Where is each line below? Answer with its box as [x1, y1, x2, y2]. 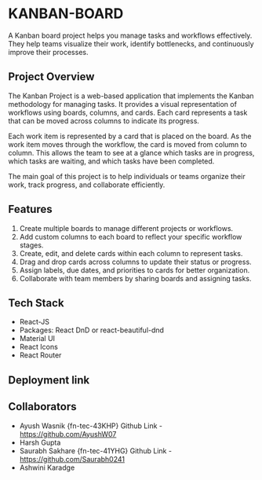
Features [8, 203, 53, 216]
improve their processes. [8, 47, 89, 57]
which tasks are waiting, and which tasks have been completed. [8, 156, 215, 166]
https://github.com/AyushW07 [19, 429, 117, 438]
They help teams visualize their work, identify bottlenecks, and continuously [8, 38, 254, 48]
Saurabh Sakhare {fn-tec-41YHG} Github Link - [19, 445, 173, 456]
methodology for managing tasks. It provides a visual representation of [8, 99, 238, 108]
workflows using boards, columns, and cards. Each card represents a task [8, 108, 248, 117]
